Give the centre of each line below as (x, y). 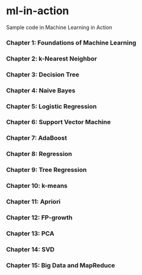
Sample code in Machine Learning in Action (59, 27)
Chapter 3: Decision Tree (43, 74)
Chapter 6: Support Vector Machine (59, 122)
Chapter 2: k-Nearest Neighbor (52, 59)
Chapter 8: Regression (39, 154)
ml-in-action (38, 11)
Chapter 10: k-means (37, 186)
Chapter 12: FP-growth (39, 218)
